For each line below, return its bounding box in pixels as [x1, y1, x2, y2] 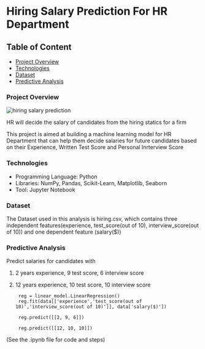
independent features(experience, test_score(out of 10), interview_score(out [6, 221, 199, 229]
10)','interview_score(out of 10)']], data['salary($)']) [15, 304, 167, 310]
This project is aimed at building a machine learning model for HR [6, 131, 172, 138]
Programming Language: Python [15, 173, 98, 180]
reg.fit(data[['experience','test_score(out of [18, 299, 142, 305]
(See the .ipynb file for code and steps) [6, 336, 106, 343]
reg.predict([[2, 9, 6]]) [18, 315, 85, 321]
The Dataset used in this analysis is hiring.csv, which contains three [6, 215, 178, 222]
